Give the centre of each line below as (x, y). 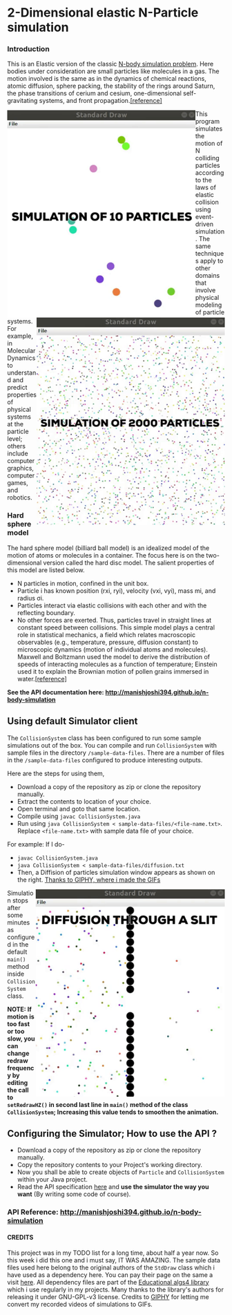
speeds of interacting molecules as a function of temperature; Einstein (117, 664)
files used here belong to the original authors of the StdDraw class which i (111, 1267)
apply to (212, 261)
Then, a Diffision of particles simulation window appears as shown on (116, 872)
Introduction (28, 49)
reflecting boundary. (46, 612)
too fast (18, 1023)
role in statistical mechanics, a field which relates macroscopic (106, 634)
